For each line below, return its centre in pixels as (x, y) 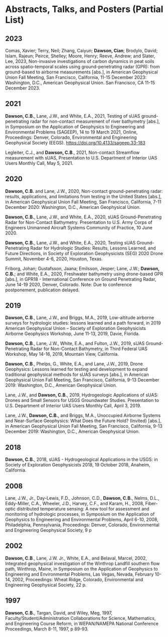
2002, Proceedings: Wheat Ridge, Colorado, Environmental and (78, 579)
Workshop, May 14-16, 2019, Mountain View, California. (62, 354)
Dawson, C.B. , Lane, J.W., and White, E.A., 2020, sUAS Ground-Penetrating (83, 217)
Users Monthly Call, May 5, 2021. (39, 163)
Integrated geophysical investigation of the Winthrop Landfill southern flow (82, 563)
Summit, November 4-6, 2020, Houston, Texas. (54, 259)
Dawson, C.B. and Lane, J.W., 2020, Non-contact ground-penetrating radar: (84, 191)
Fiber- (151, 504)
